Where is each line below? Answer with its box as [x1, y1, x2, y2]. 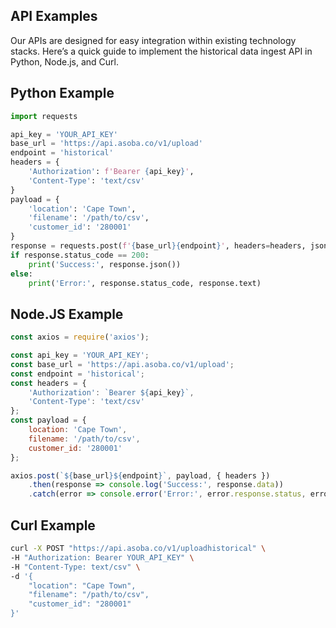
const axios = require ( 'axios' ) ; [10, 332, 150, 343]
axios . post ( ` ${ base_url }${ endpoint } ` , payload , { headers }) [10, 470, 271, 481]
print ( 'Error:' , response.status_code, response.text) [28, 278, 262, 288]
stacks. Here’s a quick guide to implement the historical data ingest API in [10, 45, 313, 57]
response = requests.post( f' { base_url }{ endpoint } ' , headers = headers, [10, 241, 307, 251]
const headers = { [10, 378, 87, 388]
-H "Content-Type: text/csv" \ [10, 562, 141, 572]
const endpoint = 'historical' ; [10, 369, 145, 379]
